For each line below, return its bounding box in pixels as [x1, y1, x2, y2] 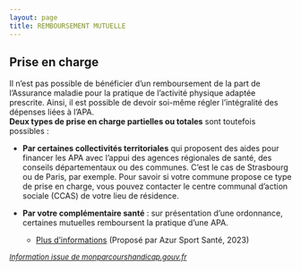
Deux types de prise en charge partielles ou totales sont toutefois [9, 116, 256, 127]
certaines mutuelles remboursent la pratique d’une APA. [21, 217, 228, 228]
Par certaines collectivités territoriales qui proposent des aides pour [21, 143, 279, 154]
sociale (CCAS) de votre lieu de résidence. [21, 191, 179, 201]
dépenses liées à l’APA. [9, 106, 95, 117]
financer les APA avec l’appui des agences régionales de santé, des [21, 153, 272, 164]
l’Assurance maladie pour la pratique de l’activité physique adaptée [9, 88, 256, 98]
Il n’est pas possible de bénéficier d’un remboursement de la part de [9, 78, 262, 89]
